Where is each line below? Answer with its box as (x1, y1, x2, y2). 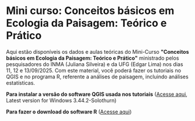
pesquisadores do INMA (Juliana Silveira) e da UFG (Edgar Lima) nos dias (6, 60, 183, 68)
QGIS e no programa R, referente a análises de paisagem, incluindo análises (6, 73, 189, 80)
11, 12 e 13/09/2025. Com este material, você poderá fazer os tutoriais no (6, 67, 182, 74)
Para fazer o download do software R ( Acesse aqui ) (6, 108, 132, 115)
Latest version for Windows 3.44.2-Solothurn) (6, 96, 117, 103)
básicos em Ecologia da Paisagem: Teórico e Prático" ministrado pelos (6, 54, 179, 61)
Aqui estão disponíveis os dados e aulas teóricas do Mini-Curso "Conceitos (6, 48, 189, 55)
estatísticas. (6, 79, 35, 86)
